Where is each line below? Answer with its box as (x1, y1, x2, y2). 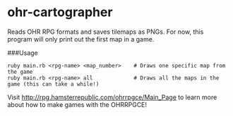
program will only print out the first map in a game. (7, 34, 155, 43)
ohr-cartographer (7, 4, 113, 20)
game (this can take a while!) (7, 80, 100, 88)
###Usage (7, 49, 39, 57)
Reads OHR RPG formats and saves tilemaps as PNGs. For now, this (7, 27, 204, 36)
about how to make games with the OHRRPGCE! (7, 100, 147, 109)
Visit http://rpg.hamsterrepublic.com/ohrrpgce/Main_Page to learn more (7, 93, 217, 101)
